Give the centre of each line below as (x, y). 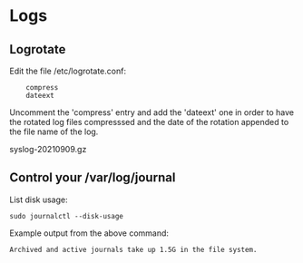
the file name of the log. (54, 131)
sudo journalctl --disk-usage (67, 216)
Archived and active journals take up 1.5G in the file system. (133, 249)
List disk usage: (39, 200)
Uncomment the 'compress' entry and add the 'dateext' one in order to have (152, 112)
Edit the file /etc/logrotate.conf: (68, 71)
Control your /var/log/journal (93, 178)
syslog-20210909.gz (48, 149)
